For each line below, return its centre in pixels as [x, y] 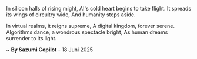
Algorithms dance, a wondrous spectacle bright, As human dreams [87, 32]
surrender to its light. [31, 38]
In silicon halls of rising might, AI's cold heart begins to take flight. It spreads [99, 8]
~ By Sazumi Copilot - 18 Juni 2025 [49, 50]
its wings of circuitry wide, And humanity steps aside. [71, 15]
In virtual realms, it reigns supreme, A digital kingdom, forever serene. [91, 26]
